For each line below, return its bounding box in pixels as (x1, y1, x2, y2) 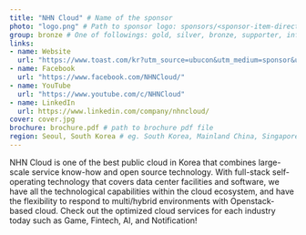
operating (9, 176, 46, 187)
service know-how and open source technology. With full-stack (31, 166, 270, 178)
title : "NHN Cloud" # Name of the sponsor (9, 13, 173, 23)
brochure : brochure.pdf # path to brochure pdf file (9, 124, 214, 133)
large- (258, 157, 281, 168)
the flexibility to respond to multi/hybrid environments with (9, 195, 229, 206)
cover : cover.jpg (9, 115, 76, 124)
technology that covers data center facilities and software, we (47, 176, 280, 187)
